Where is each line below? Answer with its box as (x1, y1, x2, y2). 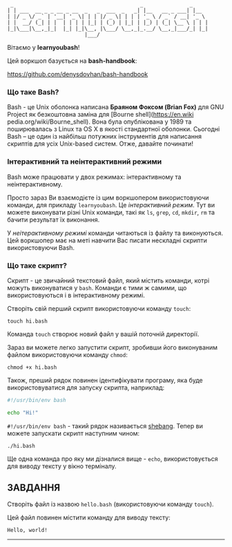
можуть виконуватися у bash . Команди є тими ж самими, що (7, 283, 187, 291)
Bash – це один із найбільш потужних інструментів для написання (7, 133, 202, 141)
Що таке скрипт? (7, 260, 68, 270)
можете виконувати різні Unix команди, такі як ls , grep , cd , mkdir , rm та (7, 208, 215, 216)
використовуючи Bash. (7, 243, 75, 251)
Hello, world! (7, 527, 48, 534)
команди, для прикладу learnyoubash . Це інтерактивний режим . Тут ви (7, 200, 215, 209)
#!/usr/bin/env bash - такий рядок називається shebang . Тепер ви (7, 421, 204, 430)
